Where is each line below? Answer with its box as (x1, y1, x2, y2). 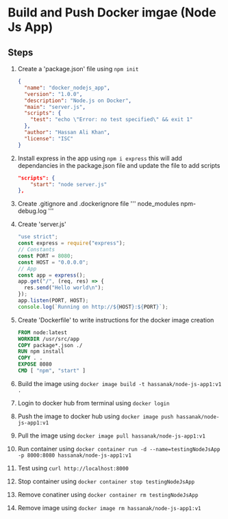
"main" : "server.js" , (24, 103, 86, 110)
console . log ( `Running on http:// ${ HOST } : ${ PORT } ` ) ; (17, 303, 168, 310)
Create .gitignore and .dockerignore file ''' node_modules (17, 200, 179, 208)
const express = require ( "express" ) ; (17, 240, 126, 247)
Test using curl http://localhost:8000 (17, 464, 129, 472)
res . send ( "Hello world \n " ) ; (24, 284, 105, 292)
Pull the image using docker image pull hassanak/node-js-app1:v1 (17, 431, 206, 440)
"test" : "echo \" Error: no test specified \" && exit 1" (30, 116, 193, 123)
